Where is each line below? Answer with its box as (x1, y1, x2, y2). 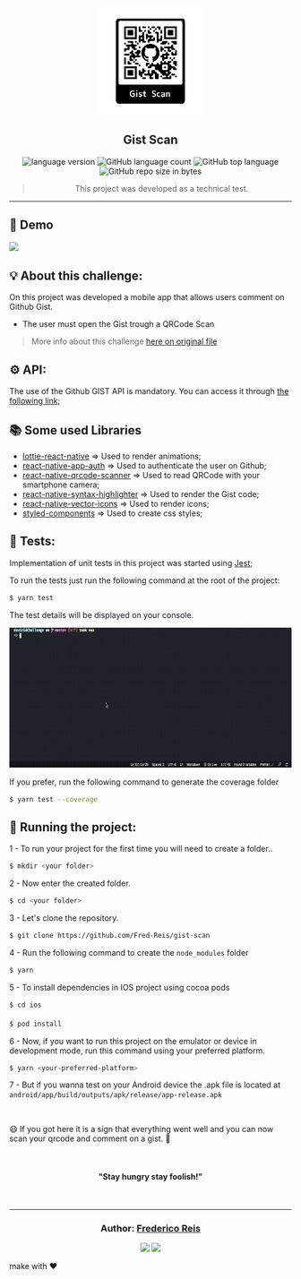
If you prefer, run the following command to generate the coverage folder (9, 777, 279, 787)
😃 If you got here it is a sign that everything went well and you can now (9, 1124, 274, 1135)
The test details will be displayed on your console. (9, 609, 194, 620)
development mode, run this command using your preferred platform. (9, 1045, 266, 1056)
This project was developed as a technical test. (74, 183, 249, 193)
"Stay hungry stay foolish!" (98, 1172, 203, 1182)
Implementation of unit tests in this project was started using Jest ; (9, 557, 254, 568)
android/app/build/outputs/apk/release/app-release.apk (9, 1091, 222, 1100)
